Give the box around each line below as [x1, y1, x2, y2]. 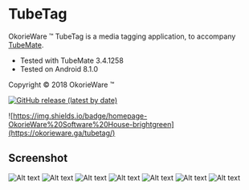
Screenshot [8, 151, 68, 165]
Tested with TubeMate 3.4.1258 [19, 56, 124, 65]
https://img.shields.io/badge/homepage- [13, 110, 148, 121]
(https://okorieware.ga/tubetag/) [8, 128, 116, 138]
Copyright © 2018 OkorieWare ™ [8, 80, 115, 89]
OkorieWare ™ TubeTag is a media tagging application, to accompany [8, 31, 236, 41]
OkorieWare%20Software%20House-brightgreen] [8, 119, 174, 129]
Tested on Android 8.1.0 [19, 64, 99, 73]
